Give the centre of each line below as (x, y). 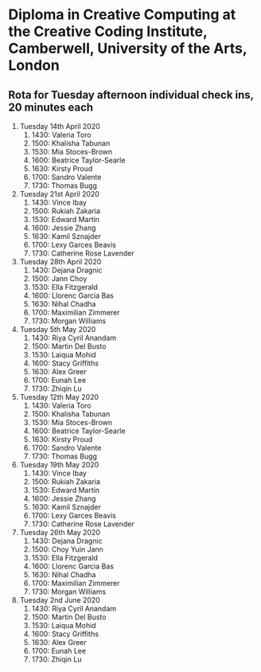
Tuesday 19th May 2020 (59, 465)
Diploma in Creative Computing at (122, 15)
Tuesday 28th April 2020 (60, 262)
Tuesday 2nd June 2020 (60, 600)
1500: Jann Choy (59, 279)
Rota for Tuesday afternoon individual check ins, (131, 94)
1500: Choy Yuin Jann (67, 549)
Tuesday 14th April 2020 (60, 126)
